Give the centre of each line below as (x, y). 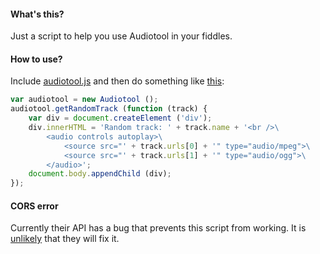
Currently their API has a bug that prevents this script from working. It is (158, 228)
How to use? (36, 59)
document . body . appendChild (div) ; (100, 174)
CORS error (34, 206)
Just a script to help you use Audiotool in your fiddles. (121, 36)
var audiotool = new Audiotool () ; (84, 100)
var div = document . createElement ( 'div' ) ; (120, 118)
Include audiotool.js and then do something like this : (117, 81)
